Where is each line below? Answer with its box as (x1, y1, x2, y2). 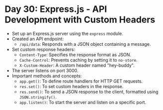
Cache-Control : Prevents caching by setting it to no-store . (19, 57, 138, 63)
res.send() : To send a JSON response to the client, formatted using (19, 89, 159, 95)
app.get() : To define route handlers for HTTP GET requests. (19, 78, 143, 84)
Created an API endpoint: (11, 36, 64, 42)
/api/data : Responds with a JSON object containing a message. (19, 41, 151, 47)
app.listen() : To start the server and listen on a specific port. (19, 99, 147, 105)
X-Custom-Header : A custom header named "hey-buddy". (19, 62, 135, 68)
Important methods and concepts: (11, 73, 82, 79)
